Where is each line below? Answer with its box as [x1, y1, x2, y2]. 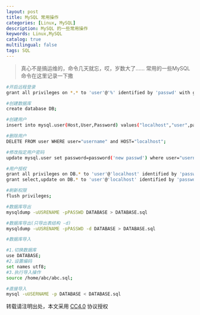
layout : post [6, 8, 39, 15]
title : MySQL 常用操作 [6, 14, 59, 20]
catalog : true [6, 36, 42, 42]
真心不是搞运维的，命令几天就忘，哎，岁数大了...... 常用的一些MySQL [20, 64, 190, 72]
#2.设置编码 [6, 258, 33, 264]
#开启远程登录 [6, 84, 36, 90]
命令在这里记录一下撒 [20, 72, 73, 79]
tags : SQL [6, 48, 31, 54]
